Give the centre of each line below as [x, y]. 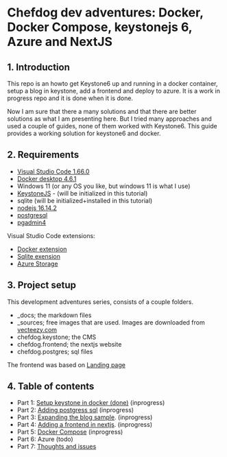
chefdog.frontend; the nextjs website [69, 344]
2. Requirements [43, 155]
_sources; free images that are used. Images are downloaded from [111, 322]
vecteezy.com [37, 329]
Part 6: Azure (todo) [45, 439]
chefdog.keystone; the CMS [57, 337]
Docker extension [42, 249]
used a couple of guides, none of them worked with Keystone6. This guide [112, 126]
